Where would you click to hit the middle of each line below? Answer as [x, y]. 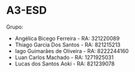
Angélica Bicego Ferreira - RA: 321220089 [67, 38]
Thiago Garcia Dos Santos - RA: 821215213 [68, 45]
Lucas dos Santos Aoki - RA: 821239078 [65, 64]
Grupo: [15, 27]
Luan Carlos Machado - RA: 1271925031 [64, 57]
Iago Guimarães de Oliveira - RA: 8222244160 [72, 51]
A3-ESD [26, 10]
